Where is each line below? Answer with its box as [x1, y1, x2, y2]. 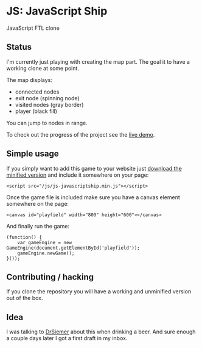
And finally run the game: [6, 222, 70, 230]
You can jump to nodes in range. [6, 119, 88, 126]
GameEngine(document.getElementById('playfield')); [6, 245, 140, 251]
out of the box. [6, 295, 43, 302]
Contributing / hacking [6, 271, 94, 282]
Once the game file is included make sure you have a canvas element [6, 193, 181, 201]
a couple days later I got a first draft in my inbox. [6, 335, 128, 342]
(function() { [6, 234, 43, 241]
